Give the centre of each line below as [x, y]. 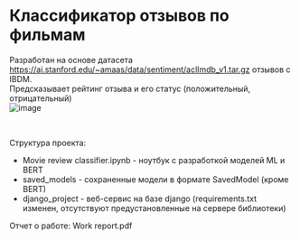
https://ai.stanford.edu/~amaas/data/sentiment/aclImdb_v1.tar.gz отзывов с [150, 69]
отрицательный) [41, 98]
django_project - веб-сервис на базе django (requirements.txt [140, 198]
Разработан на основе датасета [71, 60]
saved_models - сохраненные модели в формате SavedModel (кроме [155, 179]
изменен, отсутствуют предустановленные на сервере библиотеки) [154, 208]
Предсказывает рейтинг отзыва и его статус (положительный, [130, 88]
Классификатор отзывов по [119, 16]
